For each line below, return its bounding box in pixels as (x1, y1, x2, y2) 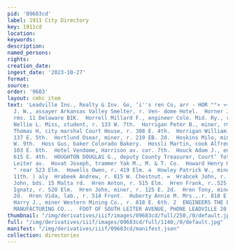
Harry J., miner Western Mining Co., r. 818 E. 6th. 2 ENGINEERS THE (13, 199, 224, 207)
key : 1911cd (7, 23, 42, 30)
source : (7, 82, 30, 89)
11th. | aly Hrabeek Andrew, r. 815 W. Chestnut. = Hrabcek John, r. (13, 173, 227, 180)
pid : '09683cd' (7, 10, 52, 18)
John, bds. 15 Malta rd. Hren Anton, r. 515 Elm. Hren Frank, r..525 (13, 179, 227, 186)
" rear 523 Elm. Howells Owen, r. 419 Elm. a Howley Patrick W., (13, 166, 215, 174)
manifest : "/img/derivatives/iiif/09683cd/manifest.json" (7, 225, 180, 232)
